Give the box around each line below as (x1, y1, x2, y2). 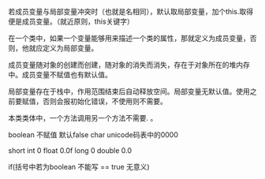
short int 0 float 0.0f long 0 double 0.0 (8, 146, 132, 155)
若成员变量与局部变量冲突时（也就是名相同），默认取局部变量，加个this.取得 (8, 7, 254, 16)
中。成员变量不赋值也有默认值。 (8, 70, 112, 79)
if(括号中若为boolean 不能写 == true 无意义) (8, 162, 150, 171)
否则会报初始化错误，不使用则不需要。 (42, 97, 167, 106)
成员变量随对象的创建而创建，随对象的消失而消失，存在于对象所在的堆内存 (8, 60, 250, 69)
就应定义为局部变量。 (28, 43, 99, 53)
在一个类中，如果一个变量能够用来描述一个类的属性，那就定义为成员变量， (8, 34, 250, 43)
